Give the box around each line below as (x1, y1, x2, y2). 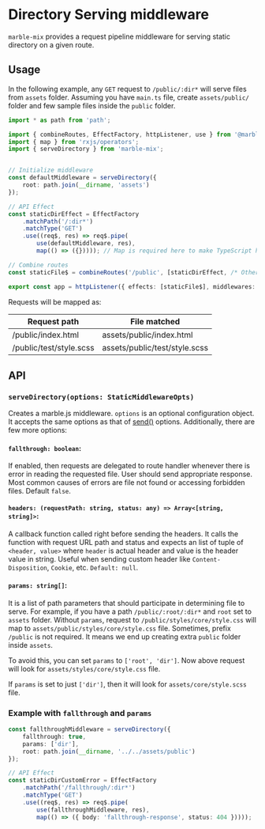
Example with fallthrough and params (8, 707, 152, 718)
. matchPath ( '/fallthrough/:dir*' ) (22, 784, 136, 792)
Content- (192, 555, 221, 563)
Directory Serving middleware (8, 6, 209, 24)
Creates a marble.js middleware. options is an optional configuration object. (8, 409, 255, 418)
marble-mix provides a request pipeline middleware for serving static (8, 32, 231, 41)
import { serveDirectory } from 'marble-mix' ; (8, 145, 164, 153)
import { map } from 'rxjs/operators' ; (8, 138, 140, 146)
